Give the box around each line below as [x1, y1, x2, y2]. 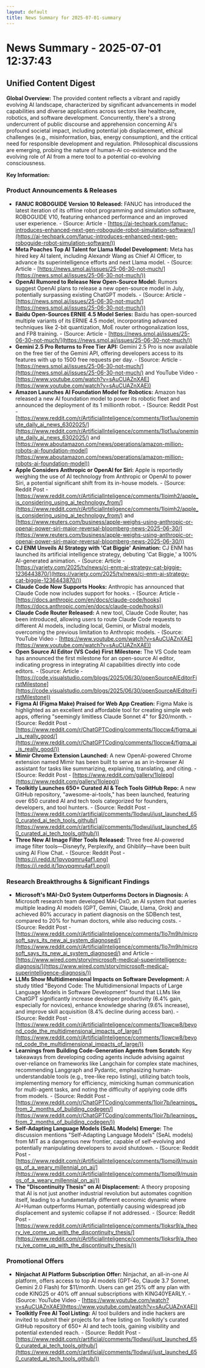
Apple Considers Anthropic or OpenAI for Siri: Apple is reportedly [15, 466, 183, 473]
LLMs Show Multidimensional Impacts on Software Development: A [15, 975, 190, 983]
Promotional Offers [6, 1257, 64, 1265]
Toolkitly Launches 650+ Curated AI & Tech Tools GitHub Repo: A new [15, 784, 196, 791]
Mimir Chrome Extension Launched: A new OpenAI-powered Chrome [15, 752, 192, 759]
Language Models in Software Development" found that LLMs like [15, 989, 181, 996]
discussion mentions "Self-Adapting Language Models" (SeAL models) [15, 1131, 193, 1139]
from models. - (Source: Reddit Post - [15, 1093, 110, 1100]
